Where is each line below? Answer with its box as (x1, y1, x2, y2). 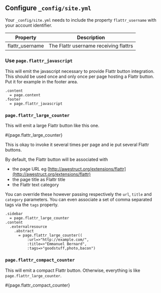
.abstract (14, 229, 34, 234)
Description (77, 34, 105, 41)
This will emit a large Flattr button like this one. (5, 123, 99, 129)
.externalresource (9, 224, 48, 229)
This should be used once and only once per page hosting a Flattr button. (5, 73, 154, 79)
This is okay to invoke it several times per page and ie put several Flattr (5, 142, 149, 147)
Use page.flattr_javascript (5, 57, 73, 64)
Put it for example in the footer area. (5, 79, 78, 85)
